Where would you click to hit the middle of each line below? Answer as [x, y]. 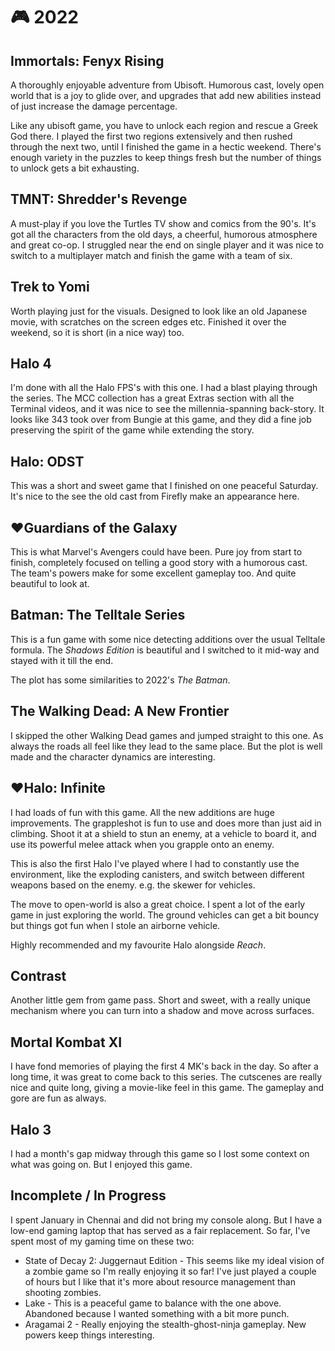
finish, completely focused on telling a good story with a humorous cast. [159, 563]
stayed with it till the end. [62, 660]
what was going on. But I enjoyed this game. [101, 1164]
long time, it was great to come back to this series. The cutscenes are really [166, 1077]
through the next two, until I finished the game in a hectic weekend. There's [166, 147]
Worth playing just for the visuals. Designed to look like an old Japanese [159, 311]
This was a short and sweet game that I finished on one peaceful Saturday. [164, 486]
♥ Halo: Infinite [58, 788]
